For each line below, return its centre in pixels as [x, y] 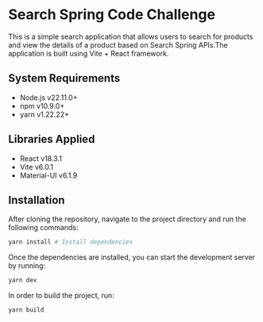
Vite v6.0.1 [37, 167]
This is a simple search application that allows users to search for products [131, 36]
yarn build [26, 310]
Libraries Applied [52, 139]
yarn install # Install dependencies [71, 242]
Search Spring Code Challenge [112, 15]
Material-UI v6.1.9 [48, 175]
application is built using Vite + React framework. [89, 53]
